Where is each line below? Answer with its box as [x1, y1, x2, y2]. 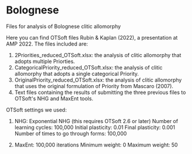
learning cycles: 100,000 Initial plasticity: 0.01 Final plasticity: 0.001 [14, 124, 175, 131]
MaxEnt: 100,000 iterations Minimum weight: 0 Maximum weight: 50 [14, 141, 178, 148]
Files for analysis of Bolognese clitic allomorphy [6, 23, 121, 30]
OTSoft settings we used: [6, 106, 67, 113]
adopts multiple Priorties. [14, 58, 75, 65]
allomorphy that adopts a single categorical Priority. [14, 70, 139, 77]
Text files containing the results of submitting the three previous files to [14, 89, 186, 96]
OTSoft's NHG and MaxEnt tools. [14, 94, 93, 102]
